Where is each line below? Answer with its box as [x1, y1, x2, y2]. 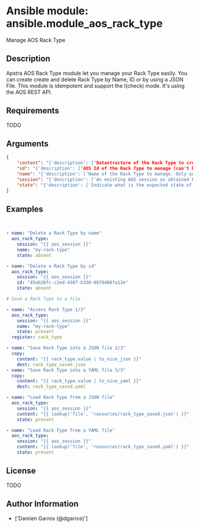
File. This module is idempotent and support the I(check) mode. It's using [6, 82, 185, 89]
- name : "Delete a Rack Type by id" [6, 263, 97, 269]
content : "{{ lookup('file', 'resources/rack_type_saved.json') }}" [17, 411, 190, 417]
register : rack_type [11, 334, 62, 340]
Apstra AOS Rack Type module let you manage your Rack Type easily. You [6, 70, 188, 77]
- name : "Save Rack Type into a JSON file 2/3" [6, 345, 126, 351]
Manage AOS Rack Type [6, 36, 66, 43]
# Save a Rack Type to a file [6, 296, 81, 302]
